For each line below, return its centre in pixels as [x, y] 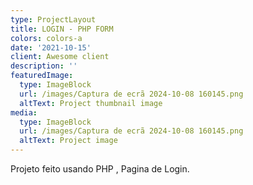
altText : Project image [68, 141]
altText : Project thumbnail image [91, 103]
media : [24, 112]
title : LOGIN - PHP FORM [62, 29]
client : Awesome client [60, 57]
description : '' [44, 66]
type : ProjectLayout [53, 19]
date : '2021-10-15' [51, 47]
